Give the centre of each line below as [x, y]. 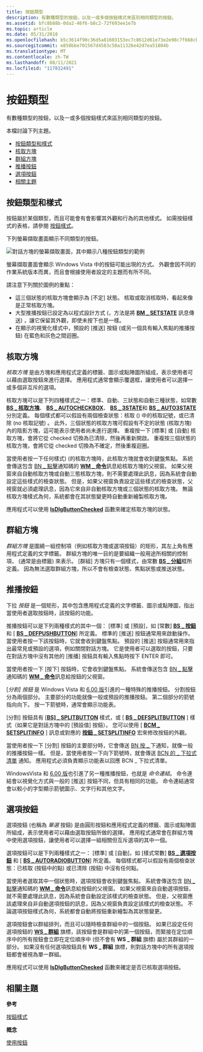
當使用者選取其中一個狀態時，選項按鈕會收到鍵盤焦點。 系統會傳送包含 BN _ [101, 881]
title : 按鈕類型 [25, 12]
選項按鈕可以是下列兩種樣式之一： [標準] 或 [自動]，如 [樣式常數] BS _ [93, 853]
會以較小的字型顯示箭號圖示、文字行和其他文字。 [67, 789]
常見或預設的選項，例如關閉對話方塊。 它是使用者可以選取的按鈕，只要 [105, 648]
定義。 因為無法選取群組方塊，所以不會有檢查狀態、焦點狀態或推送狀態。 [97, 568]
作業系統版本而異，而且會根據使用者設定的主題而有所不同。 [80, 272]
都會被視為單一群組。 [38, 954]
